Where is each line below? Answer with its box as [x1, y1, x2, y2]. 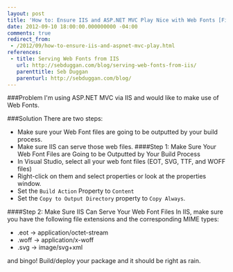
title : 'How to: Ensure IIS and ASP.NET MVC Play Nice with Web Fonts [7, 17, 216, 24]
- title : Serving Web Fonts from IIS [10, 56, 119, 62]
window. [17, 180, 42, 188]
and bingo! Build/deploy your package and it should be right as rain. [7, 257, 201, 265]
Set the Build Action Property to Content [17, 187, 135, 195]
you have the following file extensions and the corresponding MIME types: [7, 215, 220, 223]
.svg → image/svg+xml [17, 244, 83, 252]
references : [7, 49, 42, 56]
